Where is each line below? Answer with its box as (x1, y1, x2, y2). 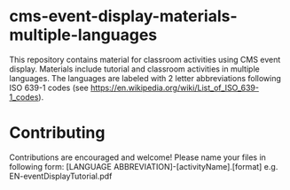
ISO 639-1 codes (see (9, 82, 89, 93)
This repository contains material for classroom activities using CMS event (9, 54, 281, 65)
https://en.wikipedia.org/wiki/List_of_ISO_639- (90, 82, 260, 93)
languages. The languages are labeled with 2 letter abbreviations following (9, 72, 282, 83)
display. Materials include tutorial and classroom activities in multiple (9, 64, 260, 74)
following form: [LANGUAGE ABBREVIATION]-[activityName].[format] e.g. (9, 161, 278, 171)
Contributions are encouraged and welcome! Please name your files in (9, 152, 266, 163)
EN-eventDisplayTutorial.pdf (9, 171, 113, 181)
